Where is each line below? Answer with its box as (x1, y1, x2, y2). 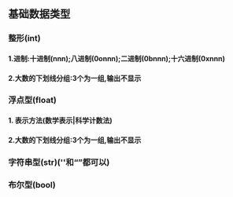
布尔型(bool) (8, 180, 57, 191)
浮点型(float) (8, 95, 57, 106)
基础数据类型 (8, 7, 71, 21)
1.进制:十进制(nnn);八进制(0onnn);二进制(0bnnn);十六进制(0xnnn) (8, 53, 226, 63)
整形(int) (8, 33, 41, 44)
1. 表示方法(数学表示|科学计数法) (8, 116, 113, 126)
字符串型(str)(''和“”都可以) (8, 156, 110, 167)
